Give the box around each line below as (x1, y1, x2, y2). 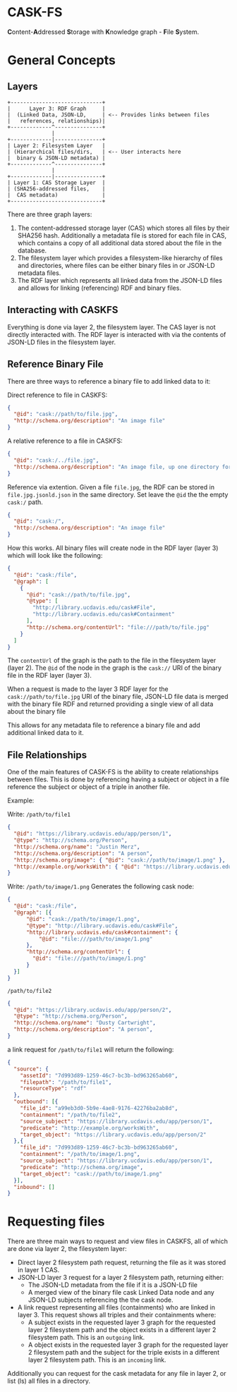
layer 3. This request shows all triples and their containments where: (17, 1311, 217, 1319)
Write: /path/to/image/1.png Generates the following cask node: (7, 882, 195, 891)
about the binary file (7, 707, 66, 716)
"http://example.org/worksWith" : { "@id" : (13, 863, 140, 870)
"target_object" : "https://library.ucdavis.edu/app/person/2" (20, 1131, 207, 1138)
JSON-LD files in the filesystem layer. (7, 338, 116, 346)
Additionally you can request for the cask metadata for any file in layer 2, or (7, 1369, 226, 1378)
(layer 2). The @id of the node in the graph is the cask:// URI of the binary (7, 664, 222, 672)
